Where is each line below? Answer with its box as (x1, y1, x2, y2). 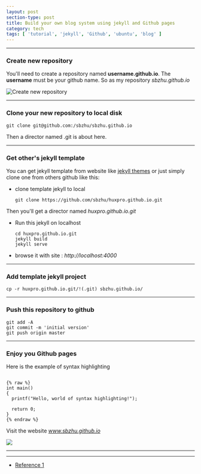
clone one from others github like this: (6, 174, 100, 181)
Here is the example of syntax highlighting (6, 363, 111, 370)
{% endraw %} (6, 416, 39, 422)
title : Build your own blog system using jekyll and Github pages (6, 20, 175, 26)
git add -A (6, 319, 33, 325)
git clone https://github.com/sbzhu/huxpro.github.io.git (14, 197, 163, 203)
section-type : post (6, 14, 55, 20)
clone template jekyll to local (14, 186, 86, 193)
